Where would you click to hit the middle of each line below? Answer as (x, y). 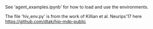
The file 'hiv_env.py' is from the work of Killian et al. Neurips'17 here (74, 16)
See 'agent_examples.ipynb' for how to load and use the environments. (77, 7)
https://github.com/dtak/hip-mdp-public (46, 22)
